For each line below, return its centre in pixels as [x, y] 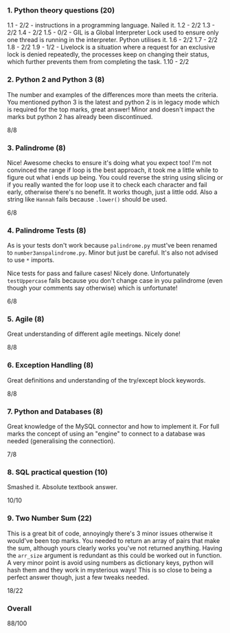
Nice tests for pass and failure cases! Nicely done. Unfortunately [99, 273]
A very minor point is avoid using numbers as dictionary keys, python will [111, 562]
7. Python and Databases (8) [55, 411]
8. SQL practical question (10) [57, 472]
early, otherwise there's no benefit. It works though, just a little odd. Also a [112, 192]
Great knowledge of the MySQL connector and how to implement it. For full [113, 427]
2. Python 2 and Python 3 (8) [56, 80]
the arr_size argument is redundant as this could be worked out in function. [114, 555]
